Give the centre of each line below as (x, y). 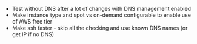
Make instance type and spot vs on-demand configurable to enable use (101, 15)
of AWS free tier (32, 21)
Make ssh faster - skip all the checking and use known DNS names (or (100, 28)
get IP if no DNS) (33, 34)
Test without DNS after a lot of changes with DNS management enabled (102, 9)
